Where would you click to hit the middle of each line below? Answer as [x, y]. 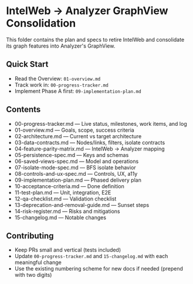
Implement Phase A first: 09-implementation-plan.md [78, 91]
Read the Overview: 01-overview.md [57, 78]
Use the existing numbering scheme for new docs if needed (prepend [99, 269]
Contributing [30, 235]
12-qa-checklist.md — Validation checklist [65, 199]
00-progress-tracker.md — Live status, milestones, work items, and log [101, 123]
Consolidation [41, 23]
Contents [23, 110]
